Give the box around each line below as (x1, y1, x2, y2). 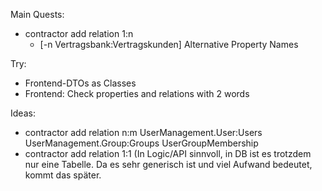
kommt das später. (24, 169, 102, 181)
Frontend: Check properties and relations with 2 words (24, 88, 250, 99)
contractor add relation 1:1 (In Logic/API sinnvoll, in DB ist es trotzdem (24, 148, 312, 159)
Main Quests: (10, 9, 65, 20)
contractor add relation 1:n (24, 28, 134, 39)
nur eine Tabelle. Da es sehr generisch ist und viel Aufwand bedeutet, (24, 159, 313, 170)
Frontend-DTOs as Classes (24, 77, 137, 89)
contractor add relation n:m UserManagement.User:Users (24, 127, 263, 138)
